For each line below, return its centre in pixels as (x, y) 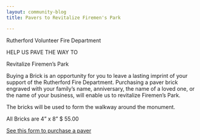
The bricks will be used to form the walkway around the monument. (91, 107)
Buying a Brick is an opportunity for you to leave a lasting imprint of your (97, 75)
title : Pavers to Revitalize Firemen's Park (64, 18)
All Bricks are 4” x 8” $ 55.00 (43, 119)
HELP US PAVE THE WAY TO (42, 52)
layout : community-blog (36, 12)
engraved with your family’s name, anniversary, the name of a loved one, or (101, 88)
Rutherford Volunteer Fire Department (54, 40)
